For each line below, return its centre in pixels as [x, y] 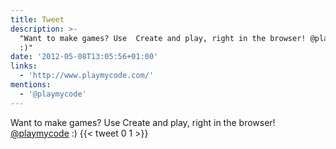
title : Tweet [37, 19]
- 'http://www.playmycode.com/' [87, 76]
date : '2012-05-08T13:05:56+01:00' [84, 57]
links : [24, 66]
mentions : [31, 85]
